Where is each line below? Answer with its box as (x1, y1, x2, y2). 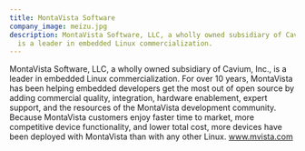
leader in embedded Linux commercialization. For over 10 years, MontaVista (9, 74, 293, 85)
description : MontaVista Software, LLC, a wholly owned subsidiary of (9, 30, 282, 39)
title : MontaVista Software (9, 13, 116, 23)
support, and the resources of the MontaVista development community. (9, 102, 277, 114)
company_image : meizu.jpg (9, 22, 107, 31)
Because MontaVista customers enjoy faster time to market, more (9, 112, 255, 123)
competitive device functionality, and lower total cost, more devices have (9, 122, 283, 133)
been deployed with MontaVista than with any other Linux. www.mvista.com (9, 131, 293, 142)
